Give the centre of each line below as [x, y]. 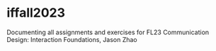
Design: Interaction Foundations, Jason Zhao [72, 39]
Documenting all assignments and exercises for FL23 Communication [108, 32]
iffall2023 [36, 13]
